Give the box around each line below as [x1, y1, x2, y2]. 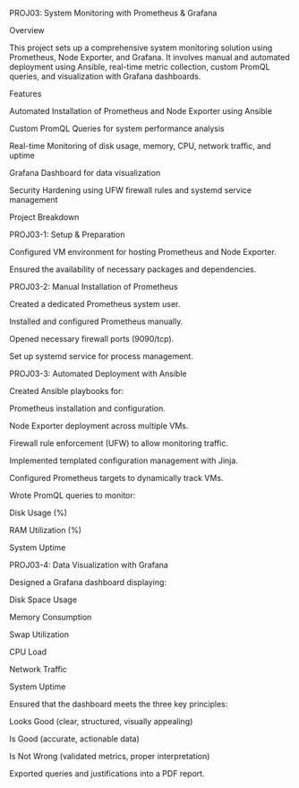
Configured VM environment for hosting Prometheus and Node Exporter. [9, 247, 278, 257]
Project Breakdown [9, 212, 80, 223]
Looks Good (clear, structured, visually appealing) [9, 716, 193, 726]
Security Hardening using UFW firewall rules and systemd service [9, 185, 252, 196]
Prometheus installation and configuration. [9, 403, 166, 414]
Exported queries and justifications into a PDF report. [9, 768, 205, 779]
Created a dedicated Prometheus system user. [9, 299, 181, 309]
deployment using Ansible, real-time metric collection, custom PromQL [9, 62, 270, 72]
